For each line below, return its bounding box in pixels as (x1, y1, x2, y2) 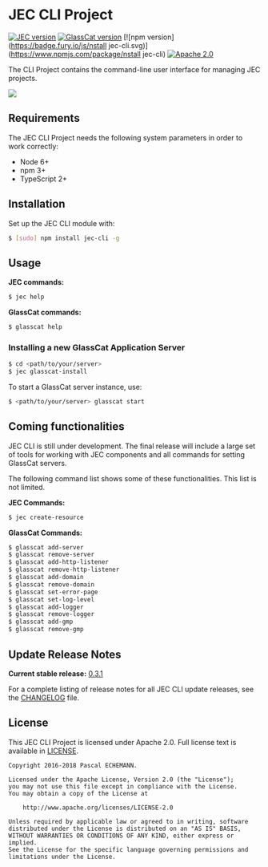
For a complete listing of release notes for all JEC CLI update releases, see (8, 684, 254, 694)
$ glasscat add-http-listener (8, 558, 110, 566)
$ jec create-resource (8, 513, 84, 521)
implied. (8, 838, 38, 847)
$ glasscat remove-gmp (8, 626, 84, 634)
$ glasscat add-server (8, 543, 84, 551)
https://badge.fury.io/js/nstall (10, 40, 107, 50)
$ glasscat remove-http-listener (8, 565, 120, 574)
